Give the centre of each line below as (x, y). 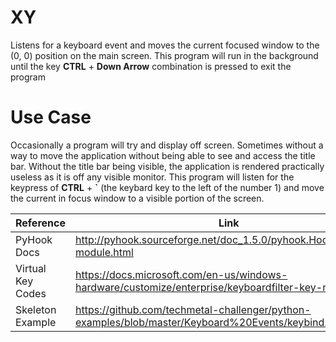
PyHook (34, 239)
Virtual (31, 268)
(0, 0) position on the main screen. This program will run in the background (164, 55)
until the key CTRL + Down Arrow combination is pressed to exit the (151, 66)
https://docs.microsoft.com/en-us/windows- (181, 274)
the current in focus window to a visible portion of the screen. (137, 198)
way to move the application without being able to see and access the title (163, 155)
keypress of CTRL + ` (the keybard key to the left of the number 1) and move (167, 187)
